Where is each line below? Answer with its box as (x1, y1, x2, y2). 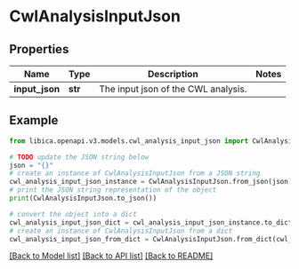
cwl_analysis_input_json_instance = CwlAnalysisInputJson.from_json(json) (9, 178, 293, 186)
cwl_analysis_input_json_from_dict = (9, 234, 149, 243)
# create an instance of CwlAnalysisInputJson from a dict (9, 226, 233, 235)
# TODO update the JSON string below (9, 153, 149, 162)
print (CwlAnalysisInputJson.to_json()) (9, 194, 158, 203)
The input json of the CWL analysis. (99, 83, 247, 95)
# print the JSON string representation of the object (9, 186, 217, 194)
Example (9, 113, 59, 128)
